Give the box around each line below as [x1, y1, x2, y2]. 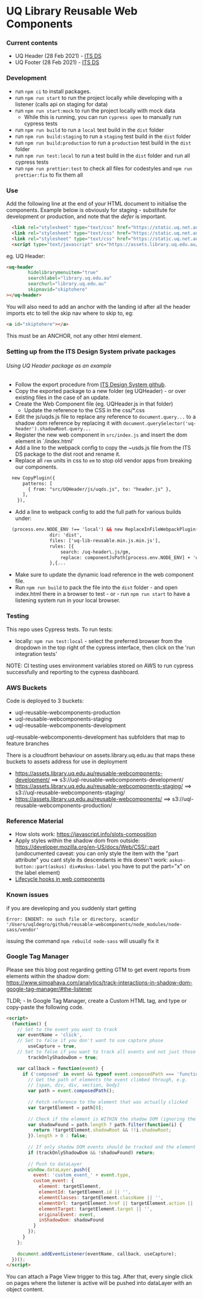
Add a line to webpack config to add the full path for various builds [14, 508, 181, 516]
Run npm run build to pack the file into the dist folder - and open [14, 584, 178, 591]
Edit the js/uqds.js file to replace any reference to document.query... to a [14, 413, 196, 420]
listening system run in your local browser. [14, 597, 121, 604]
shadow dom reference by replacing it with [14, 419, 122, 427]
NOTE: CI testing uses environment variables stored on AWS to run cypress [6, 662, 194, 669]
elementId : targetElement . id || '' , [38, 1189, 131, 1195]
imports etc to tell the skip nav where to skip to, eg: [6, 309, 134, 317]
